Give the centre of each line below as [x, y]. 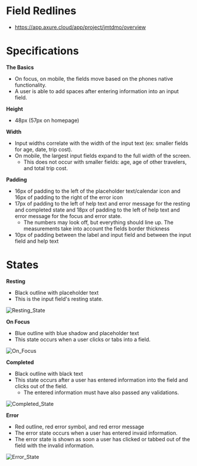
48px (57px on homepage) [47, 120]
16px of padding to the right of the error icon [69, 197]
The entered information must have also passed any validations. [101, 392]
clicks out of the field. [41, 386]
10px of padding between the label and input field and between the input [103, 234]
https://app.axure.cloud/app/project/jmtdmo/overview [80, 27]
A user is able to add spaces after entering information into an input [96, 91]
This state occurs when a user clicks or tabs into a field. [83, 339]
